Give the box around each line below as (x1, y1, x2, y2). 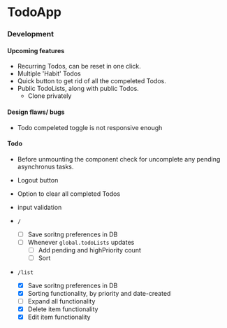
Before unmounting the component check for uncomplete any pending (17, 155, 221, 163)
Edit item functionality (27, 313, 91, 322)
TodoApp (7, 4, 61, 20)
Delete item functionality (27, 305, 98, 313)
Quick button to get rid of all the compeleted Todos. (17, 77, 166, 85)
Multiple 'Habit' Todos (17, 69, 82, 78)
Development (7, 29, 54, 39)
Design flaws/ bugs (7, 108, 65, 116)
